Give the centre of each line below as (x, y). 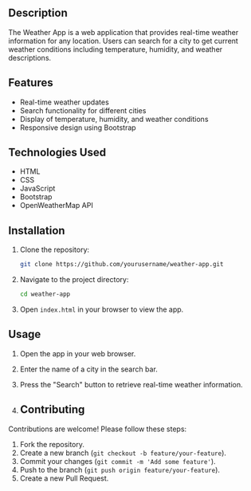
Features (31, 83)
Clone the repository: (55, 249)
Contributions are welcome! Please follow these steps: (98, 429)
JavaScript (37, 189)
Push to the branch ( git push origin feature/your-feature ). (120, 469)
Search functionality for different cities (83, 110)
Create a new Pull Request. (64, 478)
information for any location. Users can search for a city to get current (124, 41)
